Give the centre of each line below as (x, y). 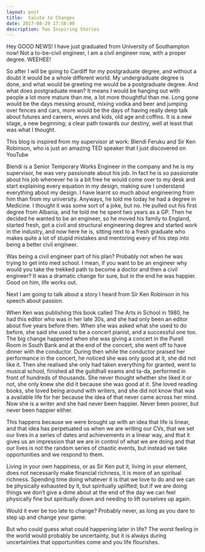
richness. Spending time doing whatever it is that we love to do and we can (101, 479)
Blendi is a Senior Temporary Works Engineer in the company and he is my (100, 166)
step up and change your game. (46, 517)
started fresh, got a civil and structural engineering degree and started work (102, 225)
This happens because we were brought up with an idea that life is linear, (98, 422)
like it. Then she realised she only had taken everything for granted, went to (101, 365)
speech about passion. (35, 301)
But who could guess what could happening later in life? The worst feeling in (102, 529)
